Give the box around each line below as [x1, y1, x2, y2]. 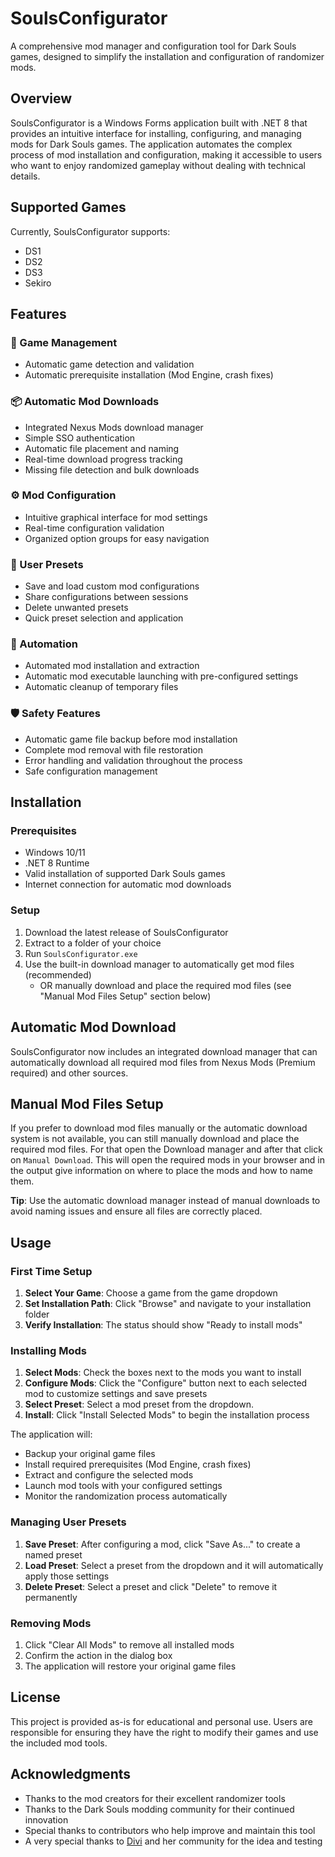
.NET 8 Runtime [24, 857, 90, 869]
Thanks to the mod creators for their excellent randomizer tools [24, 1792, 286, 1804]
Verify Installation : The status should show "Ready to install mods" [24, 1319, 303, 1331]
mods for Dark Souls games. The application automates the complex [10, 138, 293, 150]
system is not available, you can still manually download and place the [10, 1133, 300, 1145]
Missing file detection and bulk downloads [24, 463, 200, 476]
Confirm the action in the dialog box [24, 1649, 173, 1661]
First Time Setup [10, 1264, 93, 1278]
